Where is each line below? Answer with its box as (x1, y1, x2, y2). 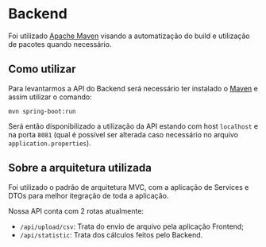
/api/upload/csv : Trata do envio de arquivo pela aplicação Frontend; (19, 222, 245, 231)
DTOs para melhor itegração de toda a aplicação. (8, 191, 169, 200)
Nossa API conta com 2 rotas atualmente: (8, 206, 145, 215)
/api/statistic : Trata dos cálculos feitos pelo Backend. (19, 230, 203, 239)
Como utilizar (8, 63, 77, 76)
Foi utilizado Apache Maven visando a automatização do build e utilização (8, 31, 250, 41)
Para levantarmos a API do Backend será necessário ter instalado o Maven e (8, 83, 258, 93)
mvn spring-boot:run (8, 107, 77, 115)
